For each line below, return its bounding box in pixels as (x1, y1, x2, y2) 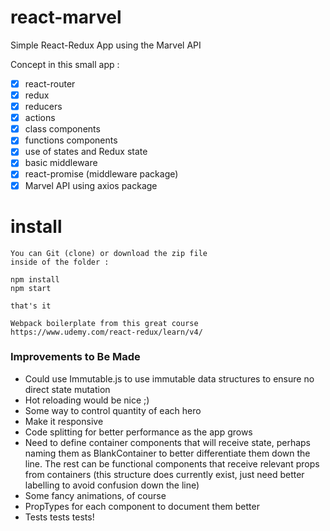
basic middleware (24, 157, 98, 169)
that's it (10, 301, 52, 311)
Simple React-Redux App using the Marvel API (10, 39, 202, 51)
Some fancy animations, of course (24, 489, 167, 501)
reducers (24, 101, 63, 113)
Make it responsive (24, 415, 104, 427)
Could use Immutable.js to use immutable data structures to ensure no (24, 372, 315, 385)
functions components (24, 134, 118, 146)
